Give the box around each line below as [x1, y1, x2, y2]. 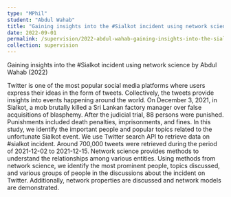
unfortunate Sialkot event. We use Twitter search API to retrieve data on [7, 132, 210, 141]
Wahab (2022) [7, 68, 48, 76]
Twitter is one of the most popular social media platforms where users [7, 82, 206, 89]
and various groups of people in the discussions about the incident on [7, 169, 206, 177]
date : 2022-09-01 [7, 29, 57, 36]
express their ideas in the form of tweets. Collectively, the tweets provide [7, 89, 214, 97]
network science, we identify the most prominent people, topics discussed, [7, 162, 220, 170]
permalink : [7, 36, 38, 43]
